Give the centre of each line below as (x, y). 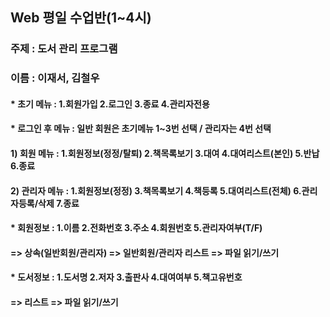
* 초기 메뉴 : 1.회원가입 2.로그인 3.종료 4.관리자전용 (110, 104)
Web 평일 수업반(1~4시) (81, 18)
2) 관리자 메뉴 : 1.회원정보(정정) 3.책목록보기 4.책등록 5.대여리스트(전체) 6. (156, 190)
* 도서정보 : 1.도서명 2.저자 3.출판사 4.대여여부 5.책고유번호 (126, 277)
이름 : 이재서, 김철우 (55, 78)
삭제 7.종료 (59, 203)
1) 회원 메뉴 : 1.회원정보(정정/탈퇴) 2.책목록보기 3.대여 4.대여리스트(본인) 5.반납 (165, 154)
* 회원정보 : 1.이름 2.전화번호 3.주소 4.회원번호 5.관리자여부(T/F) (136, 228)
